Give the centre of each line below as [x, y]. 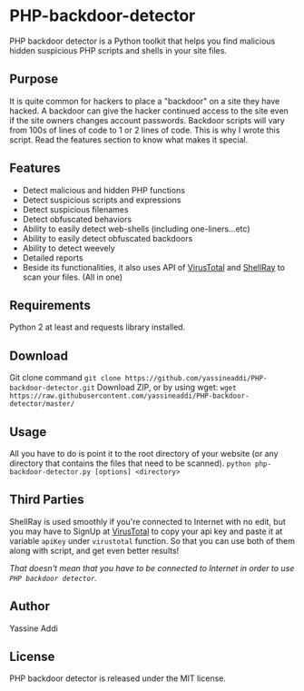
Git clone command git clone [65, 378]
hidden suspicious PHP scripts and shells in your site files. [118, 50]
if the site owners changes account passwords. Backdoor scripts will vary [147, 120]
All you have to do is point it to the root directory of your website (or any [144, 454]
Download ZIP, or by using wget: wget [167, 388]
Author [29, 606]
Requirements [50, 305]
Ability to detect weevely [69, 248]
